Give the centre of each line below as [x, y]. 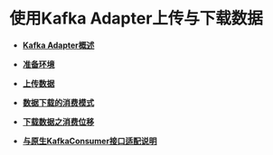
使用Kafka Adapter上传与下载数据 [136, 18]
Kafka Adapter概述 [58, 45]
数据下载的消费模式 [58, 102]
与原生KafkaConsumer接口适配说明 [89, 141]
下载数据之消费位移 [58, 122]
